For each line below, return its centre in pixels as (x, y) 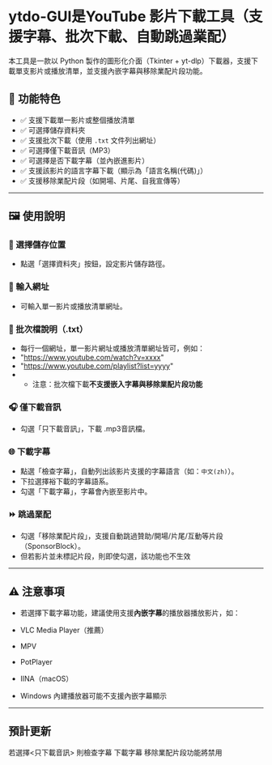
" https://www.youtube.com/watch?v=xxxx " (92, 358)
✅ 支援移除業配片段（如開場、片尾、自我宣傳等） (102, 181)
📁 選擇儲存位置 (37, 245)
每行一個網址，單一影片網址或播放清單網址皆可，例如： (112, 348)
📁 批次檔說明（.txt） (48, 329)
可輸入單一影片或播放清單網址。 (73, 306)
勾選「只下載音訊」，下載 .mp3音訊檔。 (85, 429)
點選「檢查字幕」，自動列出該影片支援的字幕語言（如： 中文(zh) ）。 (129, 471)
